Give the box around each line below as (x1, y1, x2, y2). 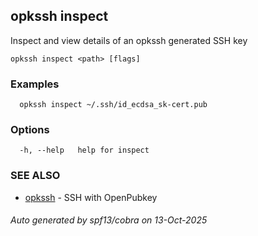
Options (10, 123, 50, 137)
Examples (10, 77, 60, 91)
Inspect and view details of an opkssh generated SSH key (10, 34, 248, 46)
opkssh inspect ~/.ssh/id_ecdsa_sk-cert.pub (19, 100, 208, 110)
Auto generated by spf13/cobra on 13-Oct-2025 (10, 214, 208, 226)
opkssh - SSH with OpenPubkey (24, 191, 158, 203)
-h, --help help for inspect (19, 145, 150, 156)
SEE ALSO (10, 169, 61, 183)
